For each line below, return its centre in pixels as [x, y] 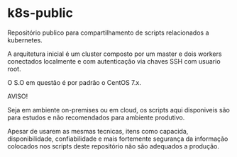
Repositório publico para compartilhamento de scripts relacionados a [108, 33]
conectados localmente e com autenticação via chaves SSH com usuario [114, 61]
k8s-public [40, 13]
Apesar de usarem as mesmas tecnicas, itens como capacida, [98, 131]
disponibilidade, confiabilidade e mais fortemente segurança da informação [118, 139]
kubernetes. [25, 40]
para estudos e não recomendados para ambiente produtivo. [96, 117]
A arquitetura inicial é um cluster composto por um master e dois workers [115, 54]
